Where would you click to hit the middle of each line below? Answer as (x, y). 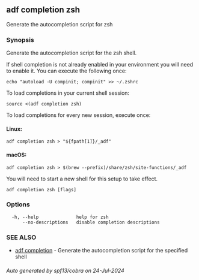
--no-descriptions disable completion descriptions (91, 222)
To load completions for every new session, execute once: (78, 115)
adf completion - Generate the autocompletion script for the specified (101, 251)
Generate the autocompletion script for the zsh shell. (72, 53)
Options (18, 204)
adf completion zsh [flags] (41, 189)
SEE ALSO (21, 237)
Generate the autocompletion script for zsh (60, 24)
